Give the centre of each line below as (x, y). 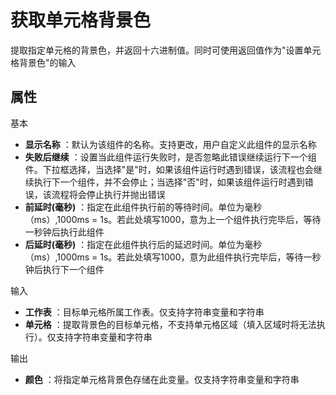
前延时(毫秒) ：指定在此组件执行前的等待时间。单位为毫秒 (143, 207)
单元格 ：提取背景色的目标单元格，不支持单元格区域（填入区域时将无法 (170, 324)
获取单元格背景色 (81, 20)
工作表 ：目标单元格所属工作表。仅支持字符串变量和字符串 (144, 312)
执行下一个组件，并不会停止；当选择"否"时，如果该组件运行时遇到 (169, 182)
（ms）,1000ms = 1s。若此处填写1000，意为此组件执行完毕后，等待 (164, 257)
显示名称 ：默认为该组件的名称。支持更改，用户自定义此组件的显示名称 (170, 144)
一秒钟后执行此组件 (64, 232)
